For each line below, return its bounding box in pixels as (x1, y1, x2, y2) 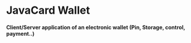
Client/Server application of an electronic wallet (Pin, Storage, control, (6, 23, 185, 30)
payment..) (6, 30, 35, 37)
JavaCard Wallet (6, 4, 90, 17)
